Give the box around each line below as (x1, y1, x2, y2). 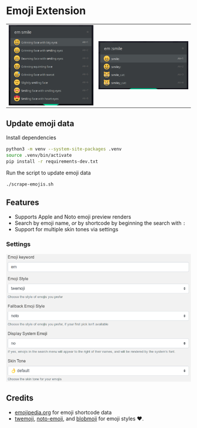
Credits (6, 393, 34, 403)
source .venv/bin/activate (6, 153, 72, 159)
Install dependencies (6, 134, 57, 141)
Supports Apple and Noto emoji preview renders (14, 213, 131, 220)
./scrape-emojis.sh (6, 181, 54, 187)
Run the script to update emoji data (6, 169, 91, 176)
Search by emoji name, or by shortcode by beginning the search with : (14, 219, 186, 227)
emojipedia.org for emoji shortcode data (14, 409, 112, 416)
